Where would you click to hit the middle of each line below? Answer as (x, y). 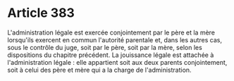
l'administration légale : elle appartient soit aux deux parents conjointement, (117, 62)
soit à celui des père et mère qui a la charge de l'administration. (99, 70)
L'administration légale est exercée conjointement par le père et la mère (111, 32)
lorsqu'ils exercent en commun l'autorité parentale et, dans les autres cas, (115, 39)
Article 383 (41, 13)
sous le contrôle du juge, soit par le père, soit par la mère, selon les (105, 47)
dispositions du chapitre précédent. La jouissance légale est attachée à (111, 55)
